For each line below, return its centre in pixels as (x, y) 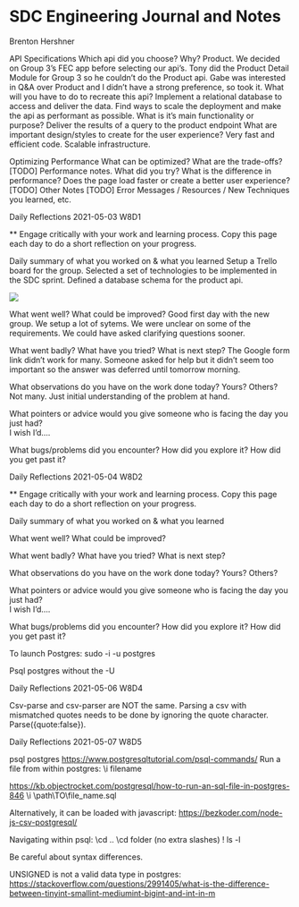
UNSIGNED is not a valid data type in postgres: (95, 874)
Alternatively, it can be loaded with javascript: (93, 812)
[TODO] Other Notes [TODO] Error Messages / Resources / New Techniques (149, 190)
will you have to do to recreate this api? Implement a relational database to (146, 97)
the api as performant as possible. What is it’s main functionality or (132, 115)
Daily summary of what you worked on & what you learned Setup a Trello (143, 260)
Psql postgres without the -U (62, 670)
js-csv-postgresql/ (43, 822)
